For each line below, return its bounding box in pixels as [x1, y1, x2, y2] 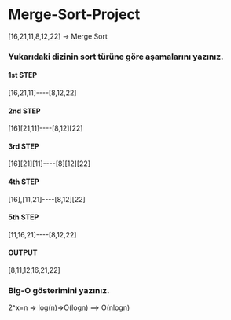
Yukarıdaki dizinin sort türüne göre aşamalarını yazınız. [8, 51, 224, 62]
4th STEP [8, 177, 39, 186]
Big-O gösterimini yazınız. [8, 285, 110, 296]
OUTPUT [8, 248, 38, 257]
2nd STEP [8, 106, 41, 116]
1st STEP [8, 71, 38, 80]
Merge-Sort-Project [8, 6, 141, 24]
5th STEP [8, 212, 39, 222]
